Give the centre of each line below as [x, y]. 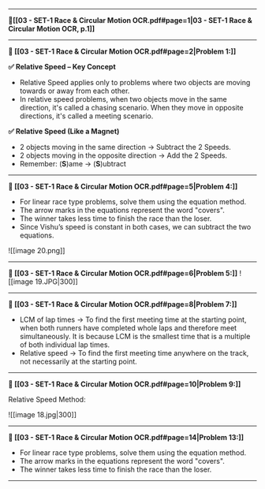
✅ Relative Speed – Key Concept [62, 67]
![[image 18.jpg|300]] [43, 414]
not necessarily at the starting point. [78, 361]
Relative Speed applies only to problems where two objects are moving [135, 82]
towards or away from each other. [75, 91]
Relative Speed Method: [47, 399]
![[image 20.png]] [37, 250]
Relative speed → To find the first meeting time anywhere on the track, [134, 353]
